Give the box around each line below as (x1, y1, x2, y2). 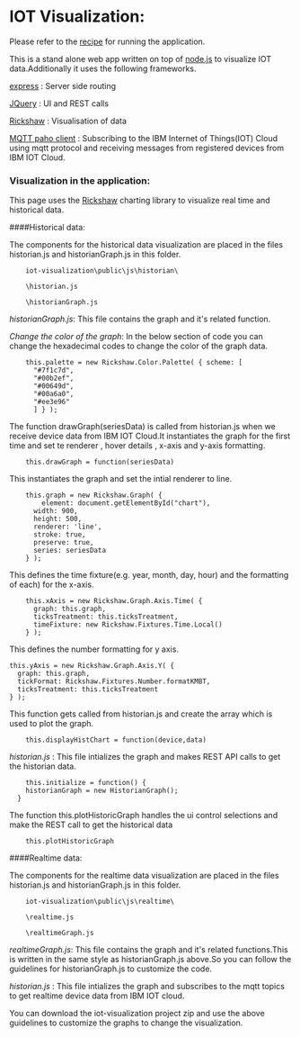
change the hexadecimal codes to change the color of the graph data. (9, 340, 268, 352)
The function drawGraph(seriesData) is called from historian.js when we (9, 421, 276, 432)
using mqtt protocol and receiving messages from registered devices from (9, 142, 285, 153)
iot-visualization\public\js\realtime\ (25, 897, 175, 906)
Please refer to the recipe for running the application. (9, 36, 206, 47)
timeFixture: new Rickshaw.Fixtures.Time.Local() (32, 620, 223, 629)
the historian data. (9, 761, 76, 771)
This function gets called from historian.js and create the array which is (9, 708, 273, 719)
